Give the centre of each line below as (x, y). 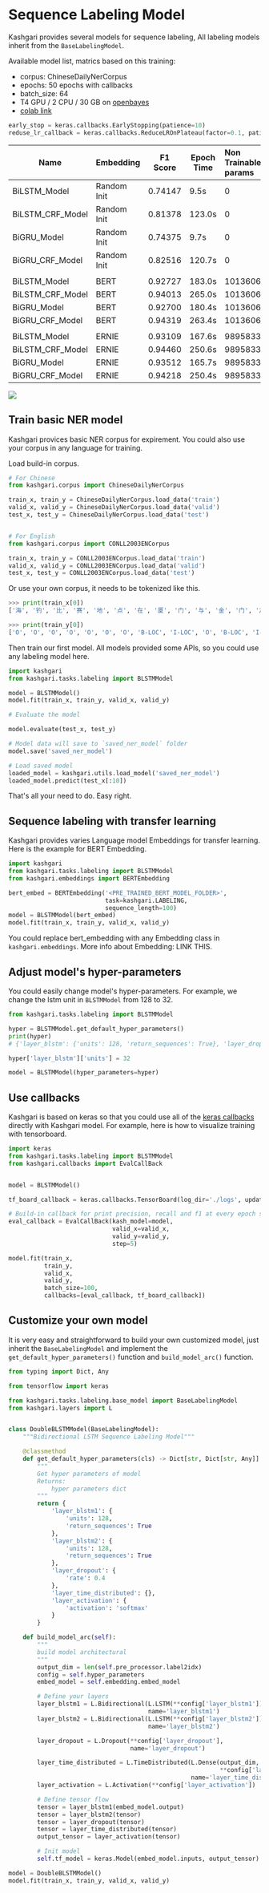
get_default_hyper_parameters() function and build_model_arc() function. (131, 1357)
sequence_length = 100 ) (141, 908)
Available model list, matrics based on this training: (92, 61)
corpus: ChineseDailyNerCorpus (73, 76)
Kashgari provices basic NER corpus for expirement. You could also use (127, 439)
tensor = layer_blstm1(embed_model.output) (110, 1807)
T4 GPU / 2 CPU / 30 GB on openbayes (84, 102)
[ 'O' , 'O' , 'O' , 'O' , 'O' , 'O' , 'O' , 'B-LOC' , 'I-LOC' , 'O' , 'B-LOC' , (128, 632)
